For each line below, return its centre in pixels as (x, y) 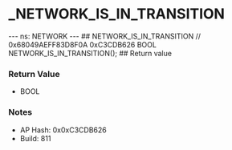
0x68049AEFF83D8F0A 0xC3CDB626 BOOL (82, 44)
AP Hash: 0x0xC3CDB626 (63, 130)
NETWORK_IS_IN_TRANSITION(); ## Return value (90, 53)
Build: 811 (35, 138)
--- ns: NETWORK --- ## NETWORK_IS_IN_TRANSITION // (105, 36)
